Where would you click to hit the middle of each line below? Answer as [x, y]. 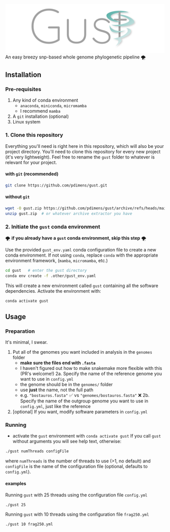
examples [16, 483]
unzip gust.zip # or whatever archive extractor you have [69, 213]
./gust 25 [16, 505]
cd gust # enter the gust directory [46, 270]
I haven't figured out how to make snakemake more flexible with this [91, 368]
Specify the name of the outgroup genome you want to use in [84, 401]
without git [17, 197]
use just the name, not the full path [57, 390]
